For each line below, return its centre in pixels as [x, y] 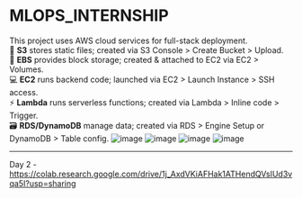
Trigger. [24, 115]
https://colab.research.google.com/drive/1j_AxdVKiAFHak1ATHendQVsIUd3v [151, 174]
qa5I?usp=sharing [43, 183]
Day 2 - [23, 164]
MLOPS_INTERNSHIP [89, 16]
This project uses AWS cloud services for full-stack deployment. [129, 40]
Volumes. [27, 69]
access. [24, 92]
